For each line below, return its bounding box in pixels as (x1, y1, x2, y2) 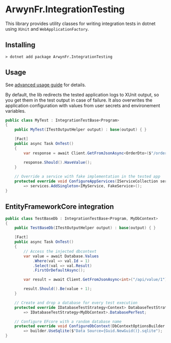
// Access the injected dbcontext (23, 249, 97, 254)
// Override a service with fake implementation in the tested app (14, 174, 160, 179)
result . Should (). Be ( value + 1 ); (23, 286, 93, 291)
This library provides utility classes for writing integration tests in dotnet (5, 20, 156, 27)
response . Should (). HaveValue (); (23, 160, 93, 165)
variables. (5, 108, 26, 114)
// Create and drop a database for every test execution (14, 300, 138, 305)
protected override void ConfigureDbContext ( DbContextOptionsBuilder (14, 324, 165, 329)
